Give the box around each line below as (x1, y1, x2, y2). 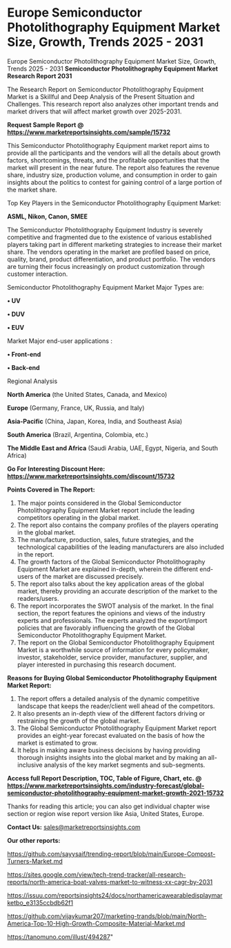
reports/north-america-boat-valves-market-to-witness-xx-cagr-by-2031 (7, 877, 213, 886)
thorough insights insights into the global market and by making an (17, 753, 207, 761)
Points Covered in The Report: (7, 485, 95, 494)
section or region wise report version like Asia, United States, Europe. (7, 809, 205, 817)
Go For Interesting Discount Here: (7, 465, 106, 473)
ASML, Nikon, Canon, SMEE (7, 212, 88, 221)
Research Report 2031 (7, 71, 72, 80)
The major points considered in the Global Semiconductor (17, 499, 181, 507)
